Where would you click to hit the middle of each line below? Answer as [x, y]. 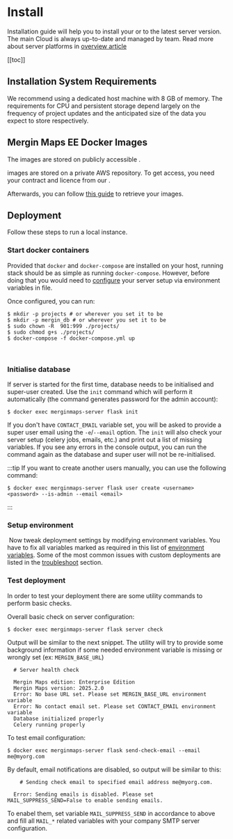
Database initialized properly [59, 719]
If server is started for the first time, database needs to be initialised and [111, 384]
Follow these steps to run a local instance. [67, 232]
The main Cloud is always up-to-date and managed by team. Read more [111, 38]
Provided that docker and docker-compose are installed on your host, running [115, 265]
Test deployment [37, 581]
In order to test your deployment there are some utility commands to [105, 595]
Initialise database [39, 369]
